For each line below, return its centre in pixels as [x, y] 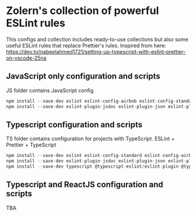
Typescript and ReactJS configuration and [85, 185]
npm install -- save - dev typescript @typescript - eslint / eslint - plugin [92, 167]
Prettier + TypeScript [31, 145]
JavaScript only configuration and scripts [83, 76]
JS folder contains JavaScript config [50, 90]
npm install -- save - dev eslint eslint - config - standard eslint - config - [94, 156]
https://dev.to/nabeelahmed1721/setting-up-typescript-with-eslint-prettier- [96, 51]
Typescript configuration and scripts [74, 125]
